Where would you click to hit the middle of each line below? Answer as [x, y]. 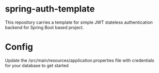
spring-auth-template [50, 9]
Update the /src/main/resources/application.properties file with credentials [79, 60]
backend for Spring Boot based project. [44, 27]
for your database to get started [37, 65]
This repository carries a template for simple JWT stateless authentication [79, 22]
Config [19, 47]
